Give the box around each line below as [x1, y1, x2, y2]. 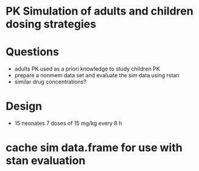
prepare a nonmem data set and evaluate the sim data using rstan [14, 72, 180, 79]
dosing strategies [5, 17, 97, 31]
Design [5, 99, 43, 113]
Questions [5, 45, 59, 59]
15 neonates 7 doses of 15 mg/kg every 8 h [14, 120, 122, 127]
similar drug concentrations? [14, 78, 86, 86]
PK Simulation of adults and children [5, 4, 194, 18]
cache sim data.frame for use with [5, 141, 183, 155]
